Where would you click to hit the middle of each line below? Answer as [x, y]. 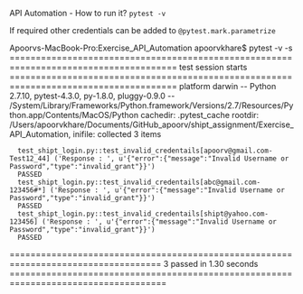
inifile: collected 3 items [117, 134]
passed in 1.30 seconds [214, 264]
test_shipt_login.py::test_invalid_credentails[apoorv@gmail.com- [145, 151]
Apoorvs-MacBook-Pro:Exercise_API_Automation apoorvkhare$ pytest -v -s [151, 48]
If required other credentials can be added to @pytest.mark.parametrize [142, 30]
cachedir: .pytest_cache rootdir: [199, 115]
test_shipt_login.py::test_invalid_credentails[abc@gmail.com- [139, 182]
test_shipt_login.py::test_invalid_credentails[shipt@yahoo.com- [143, 214]
